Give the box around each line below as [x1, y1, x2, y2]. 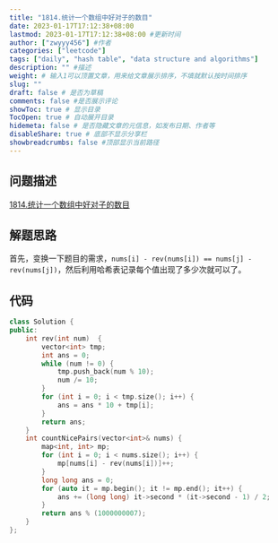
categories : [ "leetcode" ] [9, 47, 106, 56]
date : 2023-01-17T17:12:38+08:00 [9, 22, 135, 30]
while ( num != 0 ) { [41, 359, 115, 368]
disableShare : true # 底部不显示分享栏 [9, 130, 148, 139]
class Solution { [9, 317, 74, 327]
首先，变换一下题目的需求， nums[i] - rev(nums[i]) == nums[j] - [9, 253, 253, 264]
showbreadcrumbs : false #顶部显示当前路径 [9, 138, 160, 147]
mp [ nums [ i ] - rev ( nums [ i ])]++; [56, 459, 175, 469]
